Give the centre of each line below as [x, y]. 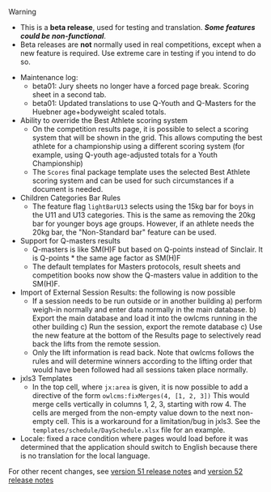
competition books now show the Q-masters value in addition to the [145, 275]
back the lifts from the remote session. [96, 344]
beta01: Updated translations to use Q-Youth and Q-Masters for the [144, 103]
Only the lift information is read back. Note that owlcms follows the [143, 352]
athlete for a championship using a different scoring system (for [138, 146]
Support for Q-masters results [70, 241]
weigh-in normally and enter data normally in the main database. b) [144, 310]
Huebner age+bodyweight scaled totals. [99, 112]
